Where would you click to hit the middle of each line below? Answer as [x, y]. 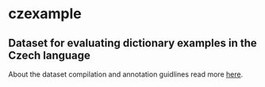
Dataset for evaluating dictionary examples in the [133, 43]
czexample [45, 14]
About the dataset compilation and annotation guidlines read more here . [126, 74]
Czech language [50, 55]
